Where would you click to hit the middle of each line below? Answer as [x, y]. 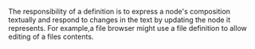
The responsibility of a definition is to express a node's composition [120, 11]
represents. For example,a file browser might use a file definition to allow [127, 28]
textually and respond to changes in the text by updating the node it [120, 20]
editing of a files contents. [51, 36]
